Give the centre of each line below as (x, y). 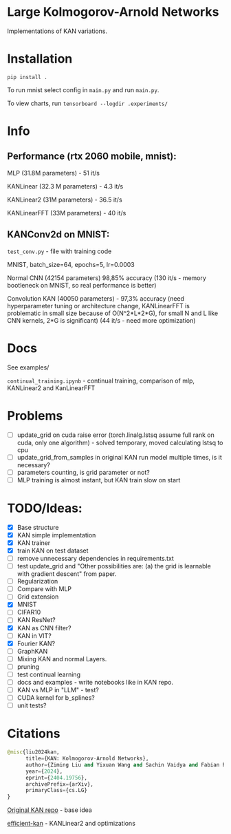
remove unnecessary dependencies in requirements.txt (95, 558)
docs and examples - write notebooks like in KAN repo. (95, 682)
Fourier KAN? (36, 643)
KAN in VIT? (34, 635)
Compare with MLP (44, 589)
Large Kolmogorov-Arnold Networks (113, 12)
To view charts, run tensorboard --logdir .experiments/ (88, 103)
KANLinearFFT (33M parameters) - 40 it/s (67, 213)
